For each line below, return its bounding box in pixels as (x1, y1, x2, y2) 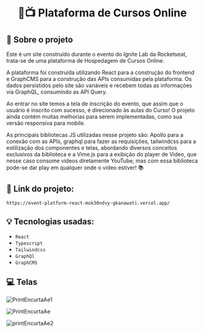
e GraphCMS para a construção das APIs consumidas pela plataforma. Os (6, 75, 192, 82)
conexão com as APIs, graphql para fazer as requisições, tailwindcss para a (6, 138, 197, 145)
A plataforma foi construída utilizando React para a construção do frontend (6, 69, 195, 76)
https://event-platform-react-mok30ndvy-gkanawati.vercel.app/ (6, 200, 171, 206)
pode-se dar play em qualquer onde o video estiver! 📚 (6, 164, 144, 171)
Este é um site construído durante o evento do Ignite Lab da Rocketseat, (6, 51, 187, 58)
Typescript (15, 240, 43, 247)
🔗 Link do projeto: (6, 184, 74, 194)
